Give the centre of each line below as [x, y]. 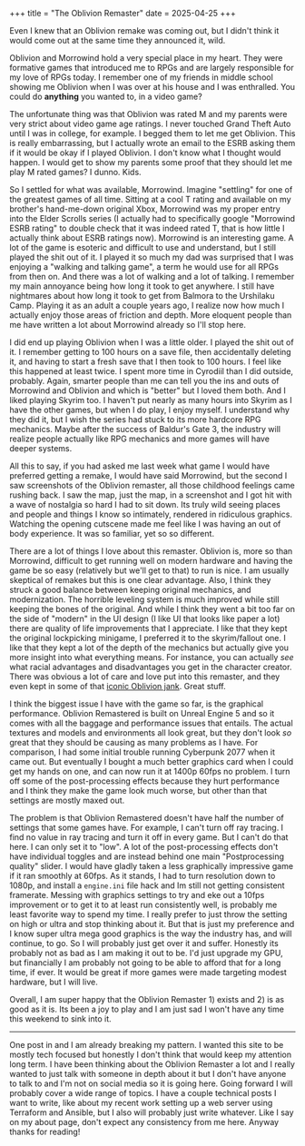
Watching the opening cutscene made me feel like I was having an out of [145, 524]
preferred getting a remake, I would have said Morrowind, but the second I [148, 475]
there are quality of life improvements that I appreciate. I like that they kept [148, 628]
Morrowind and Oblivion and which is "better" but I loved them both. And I [148, 390]
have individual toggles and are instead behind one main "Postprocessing [147, 856]
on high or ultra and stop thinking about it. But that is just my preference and [152, 924]
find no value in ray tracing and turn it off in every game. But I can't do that [149, 837]
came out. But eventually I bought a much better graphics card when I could [152, 761]
